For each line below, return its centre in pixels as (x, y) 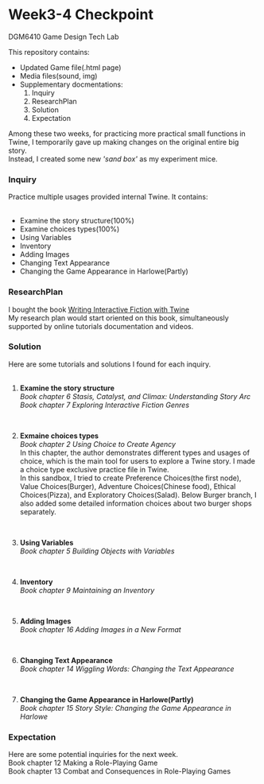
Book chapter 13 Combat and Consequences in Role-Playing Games (120, 771)
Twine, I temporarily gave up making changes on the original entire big (124, 142)
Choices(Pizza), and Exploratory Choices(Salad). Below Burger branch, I (138, 495)
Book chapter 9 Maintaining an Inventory (87, 590)
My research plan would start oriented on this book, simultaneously (118, 318)
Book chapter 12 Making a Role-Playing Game (83, 763)
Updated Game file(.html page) (70, 67)
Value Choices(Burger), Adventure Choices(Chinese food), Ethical (128, 486)
